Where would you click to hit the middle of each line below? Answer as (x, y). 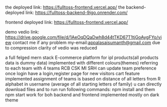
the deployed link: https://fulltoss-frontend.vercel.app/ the (65, 7)
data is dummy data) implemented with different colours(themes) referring (82, 63)
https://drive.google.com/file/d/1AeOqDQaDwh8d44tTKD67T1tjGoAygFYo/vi (83, 37)
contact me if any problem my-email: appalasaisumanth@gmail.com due (86, 42)
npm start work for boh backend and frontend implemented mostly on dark (82, 95)
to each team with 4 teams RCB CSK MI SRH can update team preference (81, 68)
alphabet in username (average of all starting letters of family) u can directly (83, 84)
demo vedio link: (22, 32)
